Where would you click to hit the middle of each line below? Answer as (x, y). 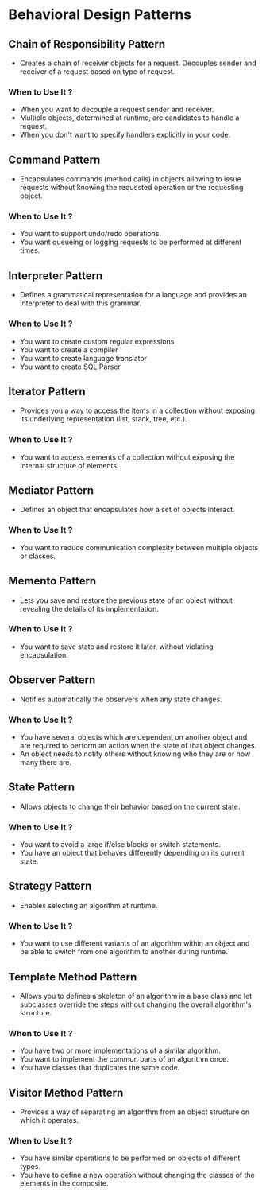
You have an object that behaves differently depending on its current (132, 853)
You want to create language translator (83, 358)
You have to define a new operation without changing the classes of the (137, 1175)
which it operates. (49, 1120)
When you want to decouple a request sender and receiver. (117, 110)
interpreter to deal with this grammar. (80, 303)
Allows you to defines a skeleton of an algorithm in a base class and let (136, 996)
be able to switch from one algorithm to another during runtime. (123, 952)
